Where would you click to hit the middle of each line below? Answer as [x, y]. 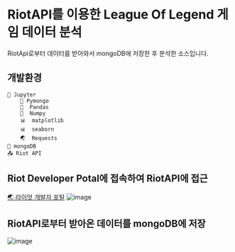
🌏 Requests [39, 138]
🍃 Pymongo [35, 101]
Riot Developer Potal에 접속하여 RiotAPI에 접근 [108, 179]
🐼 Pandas [35, 107]
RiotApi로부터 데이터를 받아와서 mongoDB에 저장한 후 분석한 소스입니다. [108, 53]
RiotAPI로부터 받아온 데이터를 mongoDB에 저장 [106, 223]
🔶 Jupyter [22, 94]
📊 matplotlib [42, 120]
